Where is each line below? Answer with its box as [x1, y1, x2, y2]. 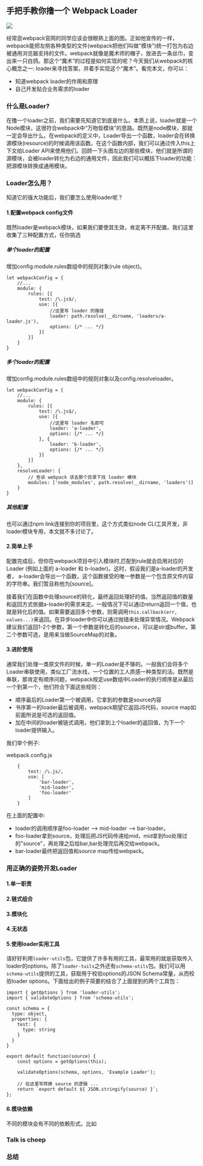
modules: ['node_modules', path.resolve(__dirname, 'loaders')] [28, 479, 194, 485]
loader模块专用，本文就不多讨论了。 [6, 527, 97, 535]
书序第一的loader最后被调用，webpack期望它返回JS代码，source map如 [15, 703, 196, 711]
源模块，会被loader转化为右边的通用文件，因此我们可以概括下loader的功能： [6, 155, 198, 162]
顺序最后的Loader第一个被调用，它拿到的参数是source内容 [15, 696, 162, 703]
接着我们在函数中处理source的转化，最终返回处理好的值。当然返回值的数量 [6, 593, 194, 600]
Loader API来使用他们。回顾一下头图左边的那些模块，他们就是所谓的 [22, 147, 193, 155]
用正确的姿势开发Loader [6, 864, 78, 872]
